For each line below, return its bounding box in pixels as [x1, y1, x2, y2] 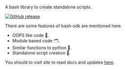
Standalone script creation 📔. [12, 50, 71, 55]
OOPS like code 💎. [12, 33, 49, 38]
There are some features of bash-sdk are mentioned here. [5, 23, 122, 29]
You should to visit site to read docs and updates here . [5, 59, 115, 65]
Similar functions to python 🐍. [12, 45, 72, 51]
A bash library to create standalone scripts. [5, 4, 92, 10]
